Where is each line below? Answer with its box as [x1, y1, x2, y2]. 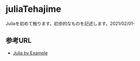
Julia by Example [12, 50, 48, 56]
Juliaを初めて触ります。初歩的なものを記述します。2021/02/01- [5, 20, 136, 26]
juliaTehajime [5, 3, 62, 15]
